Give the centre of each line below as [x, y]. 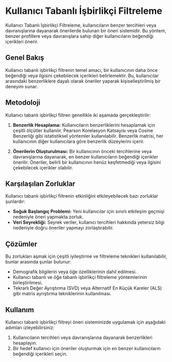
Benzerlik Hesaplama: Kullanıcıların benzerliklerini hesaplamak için [84, 125]
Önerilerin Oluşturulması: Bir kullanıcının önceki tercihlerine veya [82, 151]
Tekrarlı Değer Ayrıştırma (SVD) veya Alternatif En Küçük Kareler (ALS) [87, 288]
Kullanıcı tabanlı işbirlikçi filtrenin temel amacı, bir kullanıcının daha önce [82, 70]
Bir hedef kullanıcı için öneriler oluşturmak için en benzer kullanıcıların [87, 348]
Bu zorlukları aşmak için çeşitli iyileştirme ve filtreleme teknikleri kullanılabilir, [86, 256]
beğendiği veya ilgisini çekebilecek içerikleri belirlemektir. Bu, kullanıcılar [82, 75]
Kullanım [20, 310]
